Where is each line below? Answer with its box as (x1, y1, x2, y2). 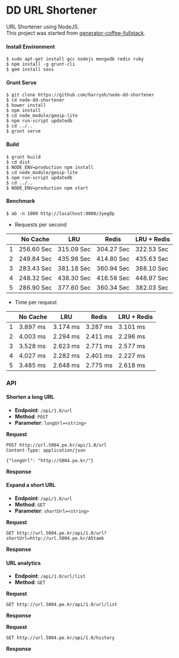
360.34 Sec (96, 283, 130, 292)
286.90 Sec (18, 283, 52, 292)
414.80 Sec (96, 254, 130, 263)
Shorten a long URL (6, 393, 54, 401)
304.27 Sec (96, 245, 130, 253)
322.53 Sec (135, 245, 169, 253)
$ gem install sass (6, 66, 54, 73)
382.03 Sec (135, 283, 169, 292)
